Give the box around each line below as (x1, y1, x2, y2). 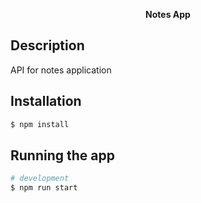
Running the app (10, 147, 115, 164)
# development (10, 174, 70, 184)
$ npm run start (10, 183, 78, 193)
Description (10, 37, 85, 54)
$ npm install (10, 119, 70, 129)
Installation (10, 93, 82, 110)
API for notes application (10, 64, 112, 76)
